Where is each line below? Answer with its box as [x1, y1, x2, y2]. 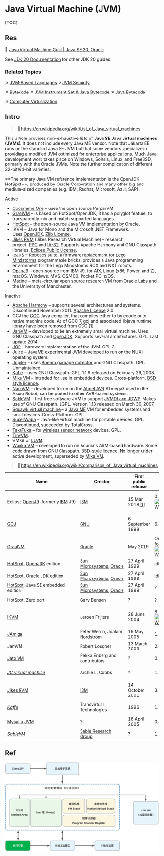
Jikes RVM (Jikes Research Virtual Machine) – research [12, 236, 123, 242]
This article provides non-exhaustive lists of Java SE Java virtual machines [5, 135, 158, 141]
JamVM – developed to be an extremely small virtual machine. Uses [12, 328, 148, 334]
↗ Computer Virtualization [5, 99, 58, 105]
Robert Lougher [80, 643, 112, 649]
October [127, 687, 145, 693]
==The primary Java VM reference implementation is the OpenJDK [5, 176, 140, 182]
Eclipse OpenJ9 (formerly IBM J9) [7, 499, 76, 505]
